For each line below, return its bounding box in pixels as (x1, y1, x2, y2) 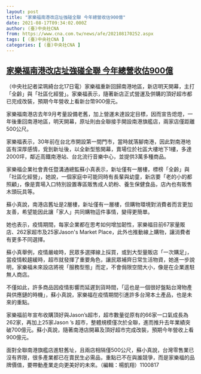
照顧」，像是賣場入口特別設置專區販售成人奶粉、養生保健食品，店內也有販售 (6, 180, 193, 188)
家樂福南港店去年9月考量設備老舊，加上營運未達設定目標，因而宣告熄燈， (6, 110, 188, 117)
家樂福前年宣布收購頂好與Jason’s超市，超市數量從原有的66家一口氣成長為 (6, 311, 188, 318)
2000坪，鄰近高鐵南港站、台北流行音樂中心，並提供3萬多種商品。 (6, 153, 169, 160)
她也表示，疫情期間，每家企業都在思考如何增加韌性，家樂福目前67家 (6, 220, 175, 228)
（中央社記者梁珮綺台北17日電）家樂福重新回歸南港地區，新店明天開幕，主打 (6, 82, 195, 90)
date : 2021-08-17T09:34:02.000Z (6, 20, 87, 26)
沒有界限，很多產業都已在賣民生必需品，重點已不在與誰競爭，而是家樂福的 (6, 354, 190, 361)
